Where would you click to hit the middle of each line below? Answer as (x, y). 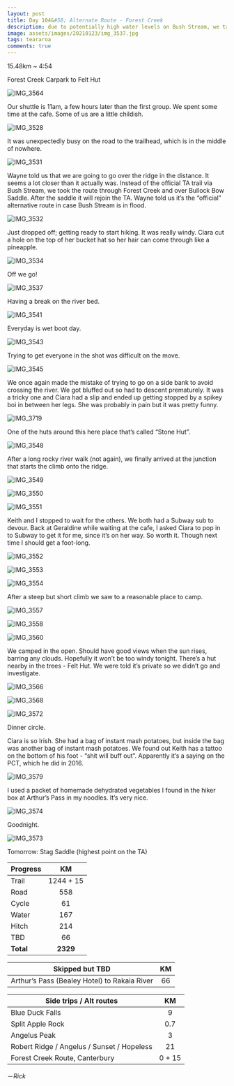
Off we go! (22, 274)
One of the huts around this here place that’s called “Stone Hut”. (99, 432)
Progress (26, 869)
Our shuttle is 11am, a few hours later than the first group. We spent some (112, 107)
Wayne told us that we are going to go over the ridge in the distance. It (108, 176)
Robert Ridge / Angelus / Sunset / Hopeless (82, 1047)
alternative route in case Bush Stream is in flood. (77, 205)
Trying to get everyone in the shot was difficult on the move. (94, 355)
